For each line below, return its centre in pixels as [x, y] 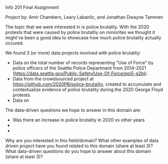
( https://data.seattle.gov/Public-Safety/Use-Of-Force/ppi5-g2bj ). [80, 73]
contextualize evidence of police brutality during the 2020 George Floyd [88, 90]
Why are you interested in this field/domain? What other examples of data [82, 140]
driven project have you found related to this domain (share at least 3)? [79, 146]
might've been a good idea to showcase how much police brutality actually [83, 38]
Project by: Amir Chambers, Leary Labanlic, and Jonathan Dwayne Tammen [84, 17]
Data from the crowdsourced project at [53, 79]
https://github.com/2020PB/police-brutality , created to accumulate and [87, 84]
